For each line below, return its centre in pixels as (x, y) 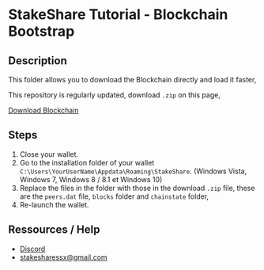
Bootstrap (41, 31)
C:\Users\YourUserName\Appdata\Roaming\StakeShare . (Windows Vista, (133, 171)
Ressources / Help (54, 230)
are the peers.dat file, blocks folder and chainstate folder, (114, 196)
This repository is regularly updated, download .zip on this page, (115, 95)
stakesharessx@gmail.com (64, 257)
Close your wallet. (49, 154)
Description (38, 61)
